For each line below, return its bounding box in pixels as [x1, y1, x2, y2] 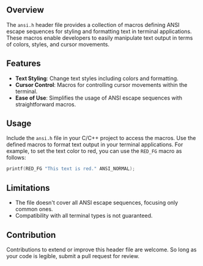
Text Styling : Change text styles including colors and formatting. [15, 75, 179, 82]
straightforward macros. [15, 100, 76, 108]
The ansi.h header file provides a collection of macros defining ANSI [6, 21, 180, 28]
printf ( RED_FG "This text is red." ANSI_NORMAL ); [6, 166, 136, 172]
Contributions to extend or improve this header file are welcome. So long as [6, 246, 197, 253]
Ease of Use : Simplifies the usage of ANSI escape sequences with [15, 94, 182, 102]
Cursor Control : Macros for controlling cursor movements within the [15, 81, 188, 88]
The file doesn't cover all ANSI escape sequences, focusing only [15, 199, 179, 207]
